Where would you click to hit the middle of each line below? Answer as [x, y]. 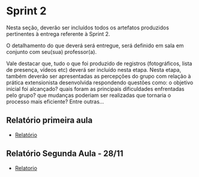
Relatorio [26, 168]
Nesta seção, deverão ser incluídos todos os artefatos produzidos [88, 28]
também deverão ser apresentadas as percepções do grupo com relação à [99, 76]
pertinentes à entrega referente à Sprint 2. [58, 33]
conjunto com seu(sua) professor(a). [52, 51]
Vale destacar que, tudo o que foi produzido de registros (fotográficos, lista [99, 63]
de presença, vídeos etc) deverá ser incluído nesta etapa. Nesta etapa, [94, 69]
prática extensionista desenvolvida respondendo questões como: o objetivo [100, 83]
